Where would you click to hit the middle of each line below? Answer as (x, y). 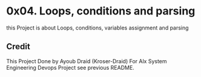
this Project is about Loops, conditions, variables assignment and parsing (97, 28)
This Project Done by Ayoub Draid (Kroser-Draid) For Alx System (87, 61)
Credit (18, 47)
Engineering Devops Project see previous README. (70, 67)
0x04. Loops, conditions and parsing (101, 11)
